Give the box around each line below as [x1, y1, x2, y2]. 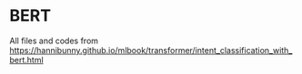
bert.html [9, 54, 44, 65]
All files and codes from [9, 35, 98, 46]
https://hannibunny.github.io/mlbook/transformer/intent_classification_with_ [9, 44, 293, 55]
